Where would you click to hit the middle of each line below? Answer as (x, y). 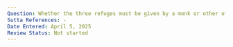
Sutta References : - (37, 20)
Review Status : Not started (48, 33)
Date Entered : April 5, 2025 (49, 26)
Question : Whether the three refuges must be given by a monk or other (113, 13)
